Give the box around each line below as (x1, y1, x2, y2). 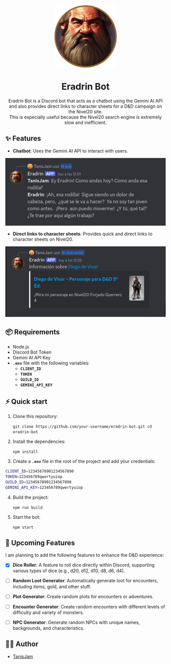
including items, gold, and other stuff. (12, 583, 91, 589)
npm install (12, 449, 38, 455)
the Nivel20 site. (68, 108, 103, 114)
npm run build (12, 505, 43, 510)
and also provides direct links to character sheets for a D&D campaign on (9, 103, 162, 109)
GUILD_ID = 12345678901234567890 (5, 479, 72, 484)
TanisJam (12, 653, 33, 659)
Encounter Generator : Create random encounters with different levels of (12, 603, 165, 609)
